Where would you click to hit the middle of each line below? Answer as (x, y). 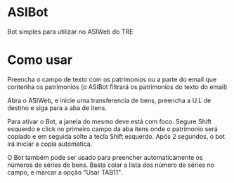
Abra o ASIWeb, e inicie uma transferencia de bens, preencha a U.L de (109, 100)
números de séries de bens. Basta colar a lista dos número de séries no (111, 165)
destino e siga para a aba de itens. (57, 108)
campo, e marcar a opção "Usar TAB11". (65, 172)
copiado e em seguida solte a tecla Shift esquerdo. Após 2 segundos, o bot (116, 136)
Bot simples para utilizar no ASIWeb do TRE (70, 32)
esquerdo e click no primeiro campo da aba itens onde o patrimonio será (112, 129)
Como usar (40, 60)
